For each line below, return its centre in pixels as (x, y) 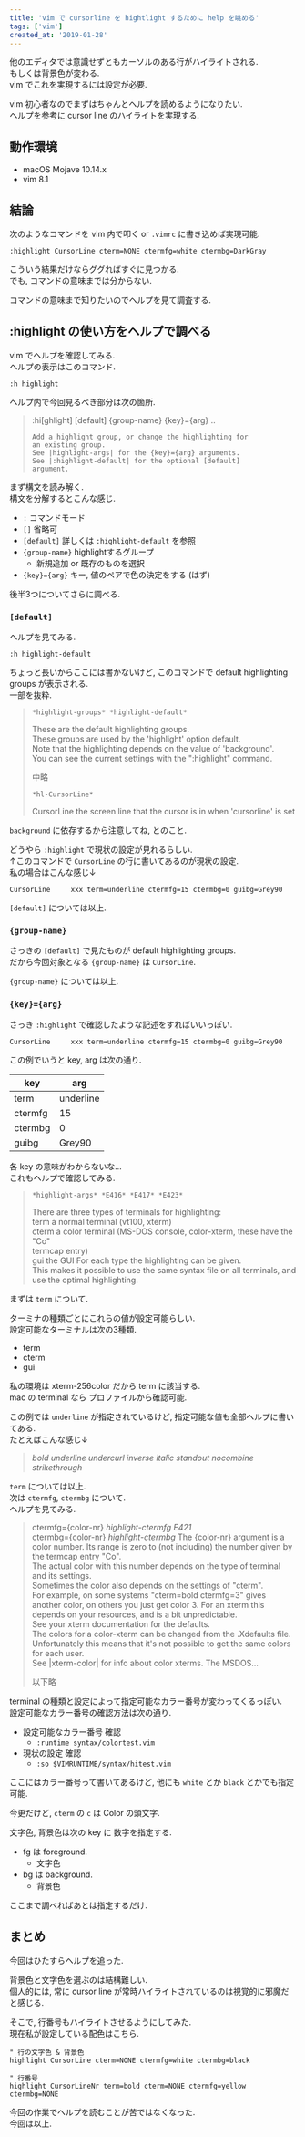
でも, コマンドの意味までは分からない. (81, 280)
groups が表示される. (49, 684)
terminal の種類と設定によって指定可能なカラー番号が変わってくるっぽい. (146, 1701)
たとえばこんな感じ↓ (49, 1439)
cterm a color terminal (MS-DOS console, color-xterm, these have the (162, 1231)
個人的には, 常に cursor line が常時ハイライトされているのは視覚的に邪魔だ (149, 1991)
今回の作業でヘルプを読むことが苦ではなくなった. (102, 2111)
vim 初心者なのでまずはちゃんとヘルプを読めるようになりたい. (126, 104)
